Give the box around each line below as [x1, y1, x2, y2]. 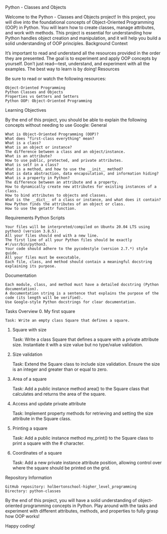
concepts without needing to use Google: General [5, 122, 107, 128]
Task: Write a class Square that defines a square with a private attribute [12, 336, 159, 342]
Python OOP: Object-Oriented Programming [5, 98, 92, 103]
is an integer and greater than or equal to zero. [12, 366, 108, 372]
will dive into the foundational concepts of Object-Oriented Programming [5, 19, 154, 25]
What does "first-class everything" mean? [5, 136, 94, 141]
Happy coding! [5, 523, 36, 529]
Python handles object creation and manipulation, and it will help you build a [5, 35, 161, 41]
